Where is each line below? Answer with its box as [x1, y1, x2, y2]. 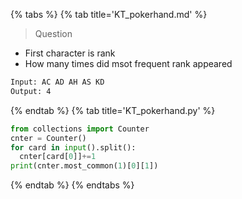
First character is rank [24, 47, 116, 59]
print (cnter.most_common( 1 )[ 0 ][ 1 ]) [10, 161, 159, 171]
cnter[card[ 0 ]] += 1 [19, 152, 97, 162]
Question [34, 28, 73, 39]
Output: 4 [10, 86, 52, 96]
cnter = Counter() [10, 133, 87, 143]
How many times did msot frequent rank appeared [24, 58, 233, 69]
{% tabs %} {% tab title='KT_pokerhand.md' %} [10, 9, 208, 20]
